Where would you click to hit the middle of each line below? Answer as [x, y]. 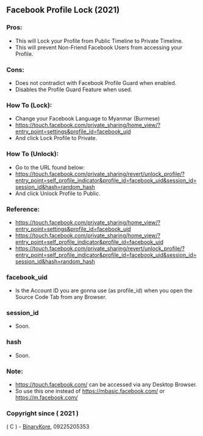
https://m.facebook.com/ [46, 397]
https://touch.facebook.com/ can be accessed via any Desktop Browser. [106, 385]
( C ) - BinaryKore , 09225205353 [48, 427]
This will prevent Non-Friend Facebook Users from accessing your [99, 47]
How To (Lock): [29, 105]
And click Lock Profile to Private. [56, 138]
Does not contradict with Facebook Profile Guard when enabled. [96, 83]
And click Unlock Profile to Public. [58, 193]
